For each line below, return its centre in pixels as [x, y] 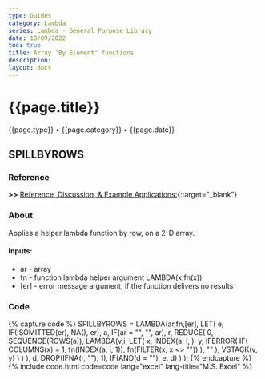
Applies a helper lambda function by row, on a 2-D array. [102, 233]
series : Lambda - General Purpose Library [80, 30]
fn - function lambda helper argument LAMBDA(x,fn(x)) [111, 277]
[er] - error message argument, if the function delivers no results [126, 285]
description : [30, 61]
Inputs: [20, 251]
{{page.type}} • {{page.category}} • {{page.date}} [92, 130]
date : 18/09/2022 [37, 38]
